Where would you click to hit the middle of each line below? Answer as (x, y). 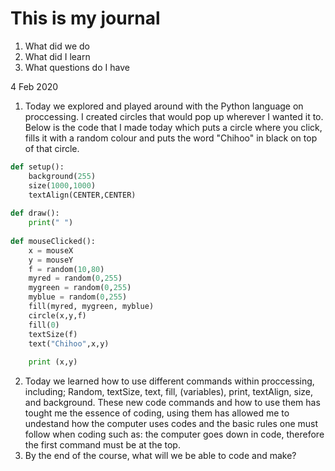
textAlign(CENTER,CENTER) (82, 195)
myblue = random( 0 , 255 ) (78, 297)
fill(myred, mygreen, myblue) (91, 307)
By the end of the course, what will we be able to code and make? (160, 456)
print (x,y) (53, 362)
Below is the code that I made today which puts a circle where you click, (173, 127)
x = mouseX (51, 250)
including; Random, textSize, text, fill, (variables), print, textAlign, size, (169, 392)
